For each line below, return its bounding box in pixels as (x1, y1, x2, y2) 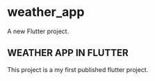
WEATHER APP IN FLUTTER (7, 47, 129, 59)
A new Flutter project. (7, 27, 70, 35)
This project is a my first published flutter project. (7, 65, 149, 73)
